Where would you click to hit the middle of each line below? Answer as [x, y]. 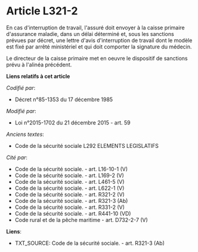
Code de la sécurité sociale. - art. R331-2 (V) [70, 207]
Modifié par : [21, 111]
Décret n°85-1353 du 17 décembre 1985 [64, 99]
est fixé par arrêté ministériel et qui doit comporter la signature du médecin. [99, 47]
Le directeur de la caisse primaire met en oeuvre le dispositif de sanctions [97, 58]
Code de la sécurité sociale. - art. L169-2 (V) [69, 175]
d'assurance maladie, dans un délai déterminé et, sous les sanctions [90, 34]
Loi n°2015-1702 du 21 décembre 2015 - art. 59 [72, 122]
